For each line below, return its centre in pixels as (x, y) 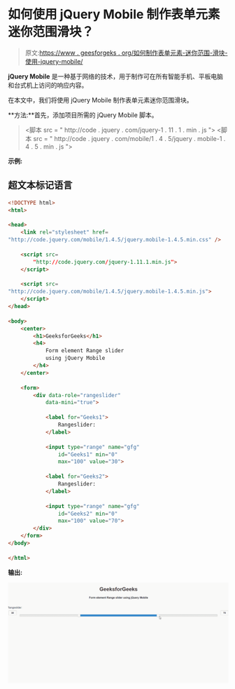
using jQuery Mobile (75, 359)
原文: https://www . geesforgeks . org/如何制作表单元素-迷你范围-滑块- (126, 53)
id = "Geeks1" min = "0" (88, 454)
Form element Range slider (85, 351)
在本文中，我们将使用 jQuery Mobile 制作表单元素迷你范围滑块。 (100, 100)
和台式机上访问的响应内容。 (48, 85)
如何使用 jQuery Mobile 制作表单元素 (114, 14)
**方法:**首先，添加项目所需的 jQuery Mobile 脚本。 (83, 115)
